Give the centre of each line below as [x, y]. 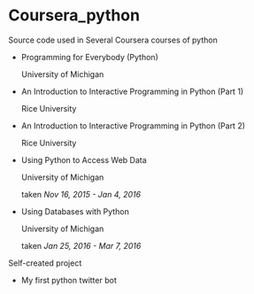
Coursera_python [74, 15]
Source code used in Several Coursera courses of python [113, 40]
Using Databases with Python [75, 211]
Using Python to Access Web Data [84, 159]
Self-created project [45, 263]
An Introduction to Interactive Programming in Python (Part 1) [132, 91]
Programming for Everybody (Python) [89, 57]
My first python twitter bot [69, 280]
